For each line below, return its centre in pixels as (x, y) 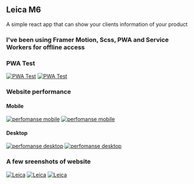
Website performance (39, 91)
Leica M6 (24, 10)
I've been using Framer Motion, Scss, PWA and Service (87, 39)
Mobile (15, 106)
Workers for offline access (46, 47)
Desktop (17, 133)
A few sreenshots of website (49, 162)
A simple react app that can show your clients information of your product (97, 24)
